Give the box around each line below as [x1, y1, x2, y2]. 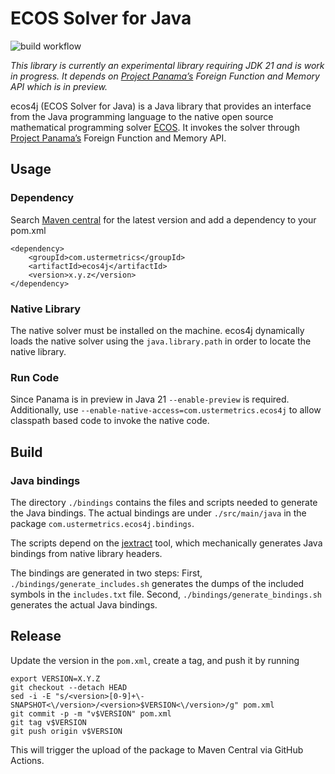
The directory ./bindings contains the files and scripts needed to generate [10, 496, 318, 508]
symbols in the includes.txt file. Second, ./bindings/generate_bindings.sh [10, 588, 322, 600]
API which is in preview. [10, 80, 108, 92]
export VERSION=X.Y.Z [10, 673, 101, 684]
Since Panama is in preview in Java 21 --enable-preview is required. [10, 393, 290, 406]
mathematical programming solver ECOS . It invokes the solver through [10, 121, 300, 133]
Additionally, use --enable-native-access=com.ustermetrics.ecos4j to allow [10, 404, 322, 416]
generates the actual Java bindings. [10, 598, 158, 611]
